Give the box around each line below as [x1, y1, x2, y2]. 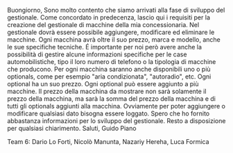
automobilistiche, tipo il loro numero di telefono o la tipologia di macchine [7, 58, 216, 65]
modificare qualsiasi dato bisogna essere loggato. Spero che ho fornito [7, 109, 210, 118]
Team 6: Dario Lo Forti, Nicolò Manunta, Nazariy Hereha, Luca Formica [7, 138, 209, 145]
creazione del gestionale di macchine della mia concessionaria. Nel [7, 21, 200, 29]
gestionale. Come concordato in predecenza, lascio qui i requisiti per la [7, 13, 210, 22]
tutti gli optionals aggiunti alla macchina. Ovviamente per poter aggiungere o [7, 102, 225, 110]
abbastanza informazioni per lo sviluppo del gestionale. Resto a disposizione [7, 117, 226, 124]
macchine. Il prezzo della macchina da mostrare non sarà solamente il [7, 87, 207, 95]
